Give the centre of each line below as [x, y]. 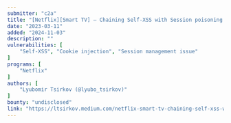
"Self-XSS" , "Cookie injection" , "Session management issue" [109, 52]
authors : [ [23, 83]
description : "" [30, 39]
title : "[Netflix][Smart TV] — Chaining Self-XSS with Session [100, 20]
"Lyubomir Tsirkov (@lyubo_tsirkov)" [74, 90]
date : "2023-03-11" [35, 26]
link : [15, 109]
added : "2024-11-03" [37, 32]
